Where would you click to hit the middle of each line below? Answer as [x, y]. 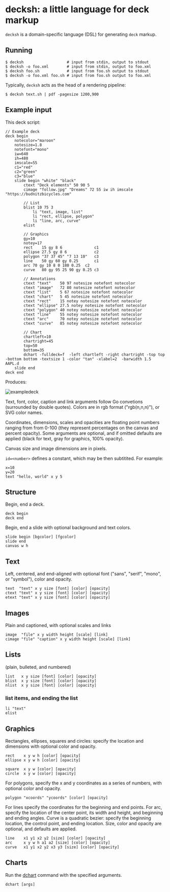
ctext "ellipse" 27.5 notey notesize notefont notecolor [85, 305]
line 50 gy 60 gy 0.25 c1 [61, 261]
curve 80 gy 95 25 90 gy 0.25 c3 [61, 270]
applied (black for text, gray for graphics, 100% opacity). [65, 438]
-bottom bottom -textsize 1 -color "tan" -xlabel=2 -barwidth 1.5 [78, 359]
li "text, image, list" [58, 212]
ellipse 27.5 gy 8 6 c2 [61, 252]
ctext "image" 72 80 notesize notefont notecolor [80, 287]
